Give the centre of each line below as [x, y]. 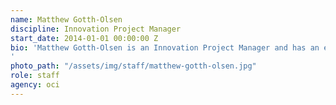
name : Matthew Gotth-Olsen [66, 19]
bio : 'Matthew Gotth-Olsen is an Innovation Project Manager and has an [165, 47]
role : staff [35, 76]
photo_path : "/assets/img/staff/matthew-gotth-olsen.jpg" [133, 66]
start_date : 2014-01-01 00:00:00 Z [84, 38]
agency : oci [35, 85]
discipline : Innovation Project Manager [96, 29]
